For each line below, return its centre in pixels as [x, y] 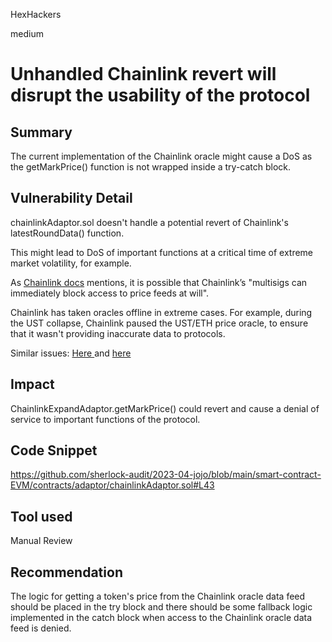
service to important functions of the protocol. [105, 419]
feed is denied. [41, 628]
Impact [32, 384]
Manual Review [41, 541]
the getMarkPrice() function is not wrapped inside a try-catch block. [151, 167]
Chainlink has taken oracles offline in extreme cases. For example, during [161, 312]
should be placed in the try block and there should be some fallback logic [161, 607]
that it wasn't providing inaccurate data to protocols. [118, 333]
